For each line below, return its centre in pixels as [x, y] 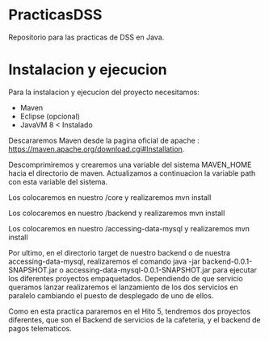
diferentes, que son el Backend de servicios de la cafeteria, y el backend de [134, 319]
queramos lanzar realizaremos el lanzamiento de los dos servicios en [123, 287]
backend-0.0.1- [227, 261]
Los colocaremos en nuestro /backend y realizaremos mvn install [117, 213]
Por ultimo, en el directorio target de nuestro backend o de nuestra [120, 252]
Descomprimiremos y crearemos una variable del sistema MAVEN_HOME [130, 164]
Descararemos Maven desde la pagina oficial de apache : [104, 140]
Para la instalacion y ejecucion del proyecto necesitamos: [104, 92]
